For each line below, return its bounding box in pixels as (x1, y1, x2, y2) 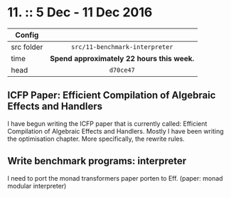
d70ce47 (109, 65, 135, 74)
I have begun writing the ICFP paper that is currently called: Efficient (7, 119, 208, 128)
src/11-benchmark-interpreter (70, 43, 173, 50)
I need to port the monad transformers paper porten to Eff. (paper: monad (7, 174, 223, 182)
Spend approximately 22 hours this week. (49, 53, 195, 63)
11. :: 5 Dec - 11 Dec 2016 (7, 4, 153, 21)
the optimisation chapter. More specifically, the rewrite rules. (7, 134, 185, 143)
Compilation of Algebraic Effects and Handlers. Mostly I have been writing (7, 127, 224, 135)
